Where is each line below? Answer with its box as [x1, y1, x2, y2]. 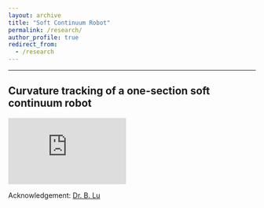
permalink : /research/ [8, 26, 82, 34]
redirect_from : [8, 41, 58, 49]
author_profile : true [8, 33, 79, 42]
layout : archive [8, 11, 61, 20]
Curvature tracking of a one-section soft [8, 84, 211, 98]
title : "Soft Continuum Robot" [8, 19, 111, 27]
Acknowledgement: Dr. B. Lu [8, 190, 101, 200]
